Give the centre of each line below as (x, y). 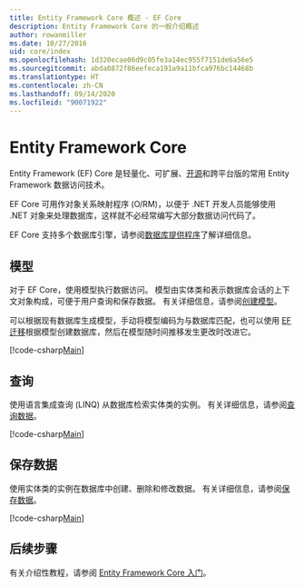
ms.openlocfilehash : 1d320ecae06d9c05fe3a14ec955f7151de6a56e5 (132, 60)
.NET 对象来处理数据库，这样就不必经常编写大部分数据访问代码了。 (135, 215)
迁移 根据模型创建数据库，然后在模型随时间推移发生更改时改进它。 (132, 332)
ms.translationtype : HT (54, 77)
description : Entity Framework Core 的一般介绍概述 (104, 26)
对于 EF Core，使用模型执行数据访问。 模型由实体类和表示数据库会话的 (142, 290)
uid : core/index (40, 52)
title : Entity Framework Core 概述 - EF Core (95, 18)
